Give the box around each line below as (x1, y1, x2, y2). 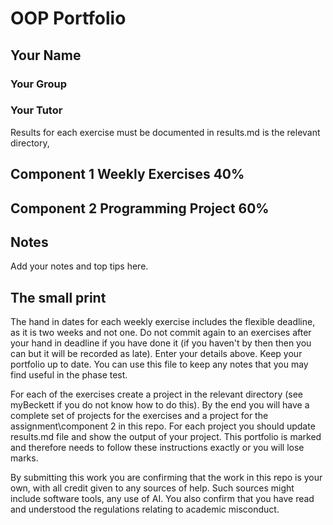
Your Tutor (10, 103, 63, 117)
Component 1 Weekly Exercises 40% (10, 166, 245, 183)
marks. (10, 452, 39, 464)
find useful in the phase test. (10, 369, 128, 381)
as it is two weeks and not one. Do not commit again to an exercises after (10, 327, 312, 339)
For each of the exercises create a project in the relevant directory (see (10, 388, 304, 401)
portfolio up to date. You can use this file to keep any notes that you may (10, 358, 309, 371)
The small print (10, 289, 107, 306)
